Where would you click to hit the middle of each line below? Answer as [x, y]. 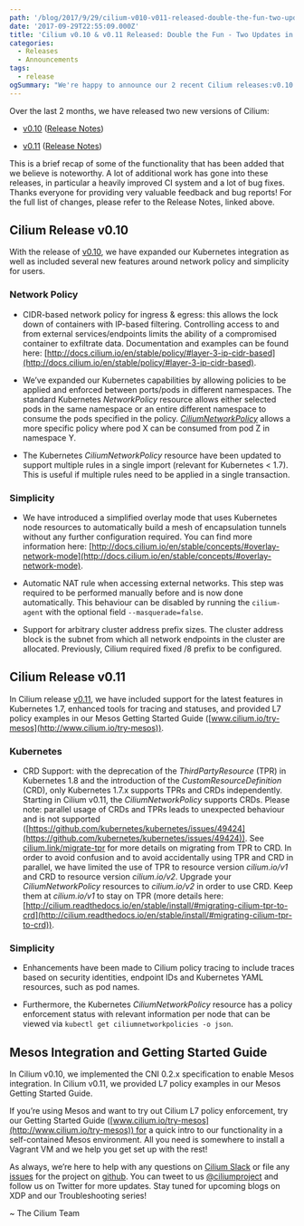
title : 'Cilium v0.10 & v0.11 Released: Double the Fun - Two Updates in [152, 34]
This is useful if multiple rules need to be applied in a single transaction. [156, 474]
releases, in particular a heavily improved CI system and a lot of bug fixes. [147, 183]
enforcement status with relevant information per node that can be [146, 1014]
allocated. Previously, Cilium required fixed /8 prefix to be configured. [152, 649]
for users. [27, 271]
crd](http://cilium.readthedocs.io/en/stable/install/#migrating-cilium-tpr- [157, 916]
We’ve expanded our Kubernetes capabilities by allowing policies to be [154, 380]
